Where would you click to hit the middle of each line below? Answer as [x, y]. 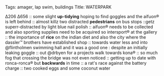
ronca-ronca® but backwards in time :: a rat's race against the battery [76, 63]
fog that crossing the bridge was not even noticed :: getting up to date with [81, 58]
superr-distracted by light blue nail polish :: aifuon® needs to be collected [79, 27]
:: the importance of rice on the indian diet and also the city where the [76, 37]
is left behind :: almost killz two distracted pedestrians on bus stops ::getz [80, 22]
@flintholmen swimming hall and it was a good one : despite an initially [76, 47]
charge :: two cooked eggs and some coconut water [58, 68]
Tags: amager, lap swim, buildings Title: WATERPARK [58, 7]
